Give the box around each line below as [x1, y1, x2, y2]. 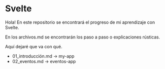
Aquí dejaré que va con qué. [5, 43, 63, 49]
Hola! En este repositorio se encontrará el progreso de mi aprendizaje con [5, 19, 155, 25]
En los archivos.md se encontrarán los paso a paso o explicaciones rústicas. [5, 34, 160, 40]
